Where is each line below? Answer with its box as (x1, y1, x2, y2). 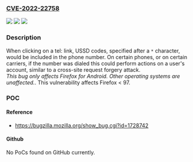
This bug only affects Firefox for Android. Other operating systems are (6, 72, 180, 80)
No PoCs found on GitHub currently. (6, 148, 95, 156)
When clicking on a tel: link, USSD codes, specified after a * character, (6, 47, 180, 54)
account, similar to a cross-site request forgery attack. (6, 66, 141, 73)
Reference (6, 109, 33, 116)
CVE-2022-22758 (6, 4, 60, 13)
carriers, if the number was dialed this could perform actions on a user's (6, 60, 185, 67)
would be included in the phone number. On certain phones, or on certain (6, 53, 188, 60)
